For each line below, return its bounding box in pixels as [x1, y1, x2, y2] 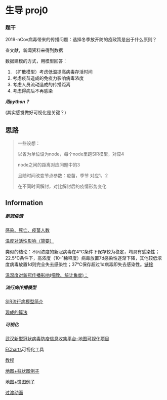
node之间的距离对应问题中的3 [17, 162, 80, 168]
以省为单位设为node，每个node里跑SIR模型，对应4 [17, 151, 124, 157]
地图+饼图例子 [5, 379, 35, 385]
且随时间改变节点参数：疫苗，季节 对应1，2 [17, 173, 108, 179]
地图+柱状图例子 [5, 368, 39, 374]
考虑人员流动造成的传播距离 [12, 82, 71, 88]
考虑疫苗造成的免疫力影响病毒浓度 [12, 75, 84, 81]
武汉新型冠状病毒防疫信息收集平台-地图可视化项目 [5, 336, 110, 342]
